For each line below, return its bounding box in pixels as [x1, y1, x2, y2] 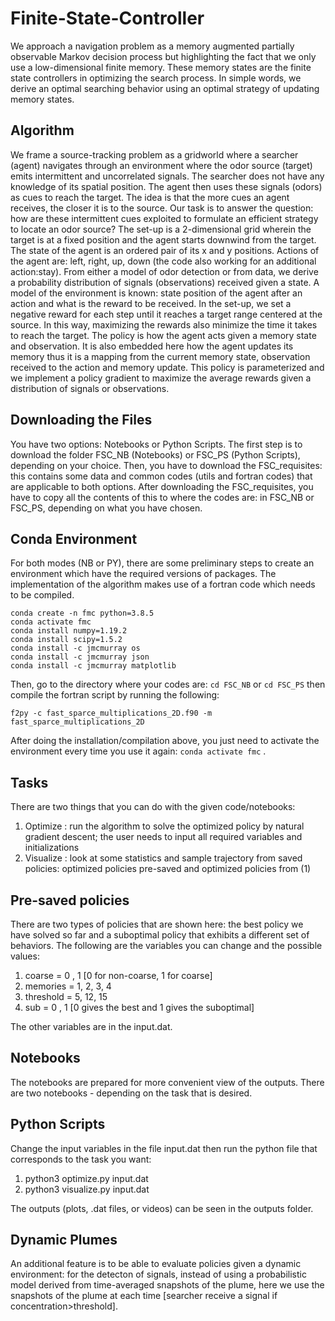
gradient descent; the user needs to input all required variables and [24, 831, 303, 843]
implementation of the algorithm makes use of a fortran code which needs [10, 578, 316, 591]
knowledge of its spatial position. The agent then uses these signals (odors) [10, 180, 323, 192]
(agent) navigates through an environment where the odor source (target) [10, 159, 313, 171]
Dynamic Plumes [10, 1232, 118, 1249]
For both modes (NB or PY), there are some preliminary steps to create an [10, 557, 315, 569]
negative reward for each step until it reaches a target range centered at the [10, 308, 323, 320]
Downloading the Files [10, 412, 153, 429]
